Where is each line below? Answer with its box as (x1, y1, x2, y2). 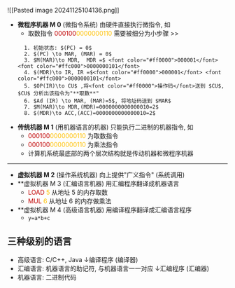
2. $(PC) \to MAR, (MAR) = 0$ (24, 50, 112, 57)
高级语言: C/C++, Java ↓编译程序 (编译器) (17, 255, 138, 263)
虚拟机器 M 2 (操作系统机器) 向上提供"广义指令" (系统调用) (17, 171, 185, 179)
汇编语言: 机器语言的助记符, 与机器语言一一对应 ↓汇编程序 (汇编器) (17, 264, 210, 273)
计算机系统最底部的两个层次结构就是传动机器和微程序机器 (27, 149, 194, 157)
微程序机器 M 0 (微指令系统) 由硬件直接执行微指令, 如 (17, 20, 171, 29)
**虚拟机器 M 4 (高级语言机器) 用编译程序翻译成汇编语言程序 (17, 206, 192, 214)
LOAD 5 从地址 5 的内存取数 (27, 188, 108, 196)
